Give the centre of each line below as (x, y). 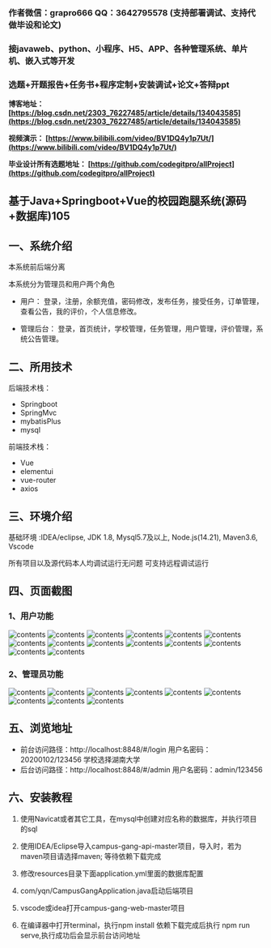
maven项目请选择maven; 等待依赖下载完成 (91, 856)
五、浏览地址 (40, 728)
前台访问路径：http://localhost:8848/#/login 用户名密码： (115, 749)
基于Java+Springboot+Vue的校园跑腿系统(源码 (127, 201)
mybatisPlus (40, 421)
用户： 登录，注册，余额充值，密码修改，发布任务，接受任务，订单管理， (142, 301)
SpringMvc (38, 413)
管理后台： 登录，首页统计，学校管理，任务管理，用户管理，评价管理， (138, 329)
